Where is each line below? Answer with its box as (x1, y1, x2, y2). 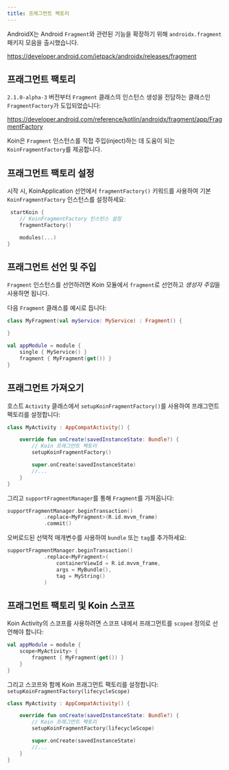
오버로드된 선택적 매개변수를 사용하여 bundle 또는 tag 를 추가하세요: (7, 533, 187, 542)
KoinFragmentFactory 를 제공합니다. (7, 145, 103, 154)
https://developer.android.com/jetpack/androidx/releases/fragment (7, 52, 197, 60)
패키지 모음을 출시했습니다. (7, 38, 79, 47)
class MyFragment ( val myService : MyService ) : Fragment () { (7, 317, 183, 324)
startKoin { (10, 209, 45, 216)
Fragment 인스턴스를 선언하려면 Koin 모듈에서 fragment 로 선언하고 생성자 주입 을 (7, 280, 221, 289)
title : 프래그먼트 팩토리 (7, 10, 70, 17)
